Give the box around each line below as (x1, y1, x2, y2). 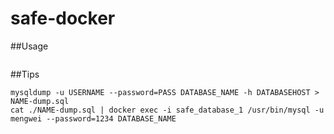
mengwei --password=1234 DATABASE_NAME (10, 113, 177, 124)
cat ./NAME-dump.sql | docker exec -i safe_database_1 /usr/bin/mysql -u (10, 105, 325, 115)
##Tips (10, 68, 40, 80)
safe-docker (10, 7, 116, 30)
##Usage (10, 40, 49, 52)
